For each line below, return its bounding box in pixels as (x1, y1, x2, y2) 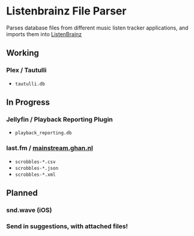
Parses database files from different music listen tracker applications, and (6, 24, 189, 31)
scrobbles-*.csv (14, 158, 56, 165)
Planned (6, 188, 38, 198)
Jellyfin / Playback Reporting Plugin (6, 115, 113, 123)
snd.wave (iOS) (6, 206, 52, 214)
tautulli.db (14, 81, 45, 87)
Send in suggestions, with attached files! (6, 222, 128, 230)
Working (6, 48, 39, 58)
